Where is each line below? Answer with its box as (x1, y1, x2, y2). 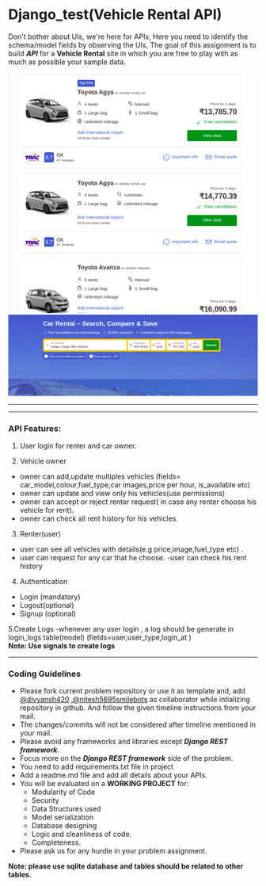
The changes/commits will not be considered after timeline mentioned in (19, 720, 256, 730)
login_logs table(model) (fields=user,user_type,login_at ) (8, 632, 192, 642)
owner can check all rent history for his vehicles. (19, 514, 178, 523)
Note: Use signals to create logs (8, 641, 116, 651)
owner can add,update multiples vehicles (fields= (19, 472, 181, 481)
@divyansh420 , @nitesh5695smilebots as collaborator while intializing (19, 695, 251, 705)
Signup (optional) (19, 609, 77, 618)
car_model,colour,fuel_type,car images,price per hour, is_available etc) (19, 480, 251, 489)
